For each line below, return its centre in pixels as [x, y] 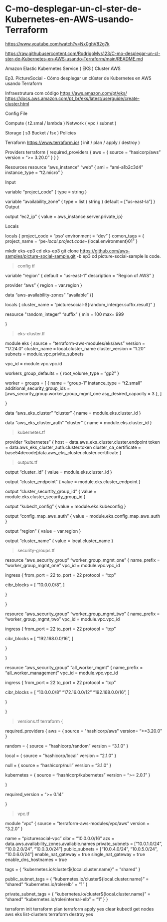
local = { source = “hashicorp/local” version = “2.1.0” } [61, 756]
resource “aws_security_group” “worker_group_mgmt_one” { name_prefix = [83, 560]
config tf [26, 266]
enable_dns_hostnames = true [36, 860]
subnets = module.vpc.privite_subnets [44, 354]
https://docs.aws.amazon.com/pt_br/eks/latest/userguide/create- [73, 98]
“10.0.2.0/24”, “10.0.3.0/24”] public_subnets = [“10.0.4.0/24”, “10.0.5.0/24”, [82, 849]
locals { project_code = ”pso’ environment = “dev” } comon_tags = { [75, 236]
